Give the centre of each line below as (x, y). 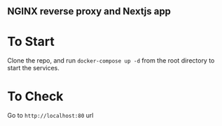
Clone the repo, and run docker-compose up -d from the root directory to (111, 61)
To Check (35, 96)
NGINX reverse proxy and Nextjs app (89, 11)
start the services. (33, 68)
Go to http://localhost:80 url (50, 116)
